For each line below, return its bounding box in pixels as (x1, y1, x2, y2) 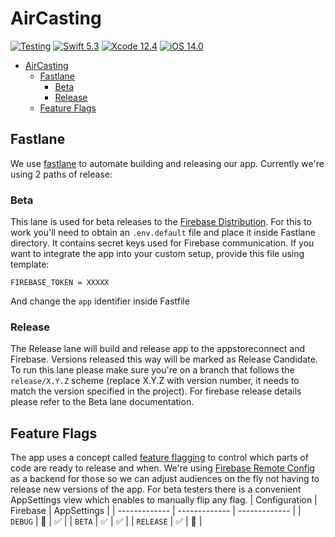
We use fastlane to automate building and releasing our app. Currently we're (10, 157, 325, 169)
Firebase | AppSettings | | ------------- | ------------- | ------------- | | (10, 505, 302, 517)
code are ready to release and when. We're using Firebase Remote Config (10, 462, 315, 474)
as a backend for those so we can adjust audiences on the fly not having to (10, 473, 320, 485)
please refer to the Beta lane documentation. (10, 396, 195, 408)
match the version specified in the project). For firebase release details (10, 385, 302, 397)
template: (10, 258, 50, 271)
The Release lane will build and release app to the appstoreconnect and (10, 343, 306, 355)
